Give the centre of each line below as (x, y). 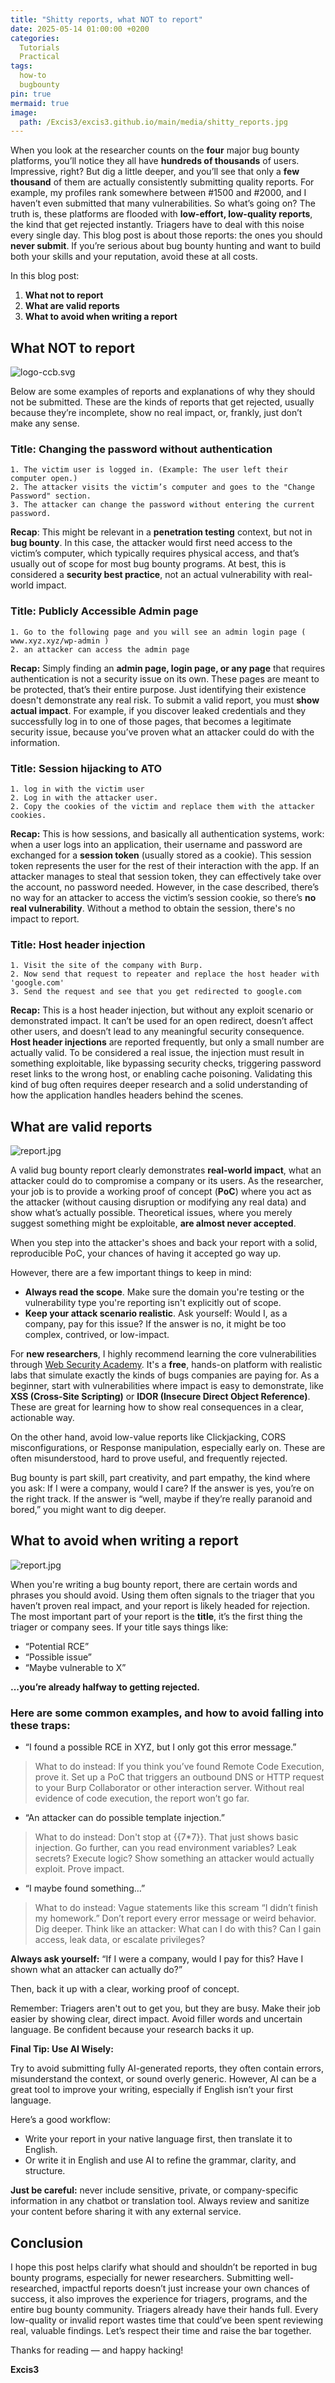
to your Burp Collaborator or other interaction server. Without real (169, 1788)
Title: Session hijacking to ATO (86, 768)
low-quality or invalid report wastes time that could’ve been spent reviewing (166, 2320)
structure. (45, 2171)
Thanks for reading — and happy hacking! (97, 2350)
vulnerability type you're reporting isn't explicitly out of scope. (153, 1303)
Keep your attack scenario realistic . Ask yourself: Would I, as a (156, 1313)
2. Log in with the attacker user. (84, 797)
